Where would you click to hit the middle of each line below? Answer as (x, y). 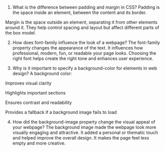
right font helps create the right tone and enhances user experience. (83, 58)
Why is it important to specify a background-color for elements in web (85, 68)
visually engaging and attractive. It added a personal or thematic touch (85, 132)
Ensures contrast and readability (38, 102)
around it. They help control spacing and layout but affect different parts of (82, 27)
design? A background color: (42, 73)
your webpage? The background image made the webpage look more (84, 127)
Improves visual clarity (28, 83)
